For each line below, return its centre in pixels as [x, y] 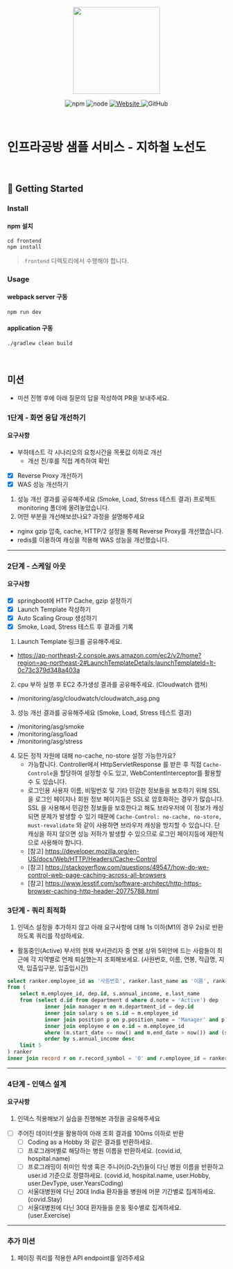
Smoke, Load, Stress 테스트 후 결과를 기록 [75, 627]
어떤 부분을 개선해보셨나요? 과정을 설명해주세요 [81, 516]
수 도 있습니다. [47, 782]
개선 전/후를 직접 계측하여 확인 [68, 461]
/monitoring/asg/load [47, 734]
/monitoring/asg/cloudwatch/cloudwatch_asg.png [88, 699]
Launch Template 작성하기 [54, 609]
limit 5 [31, 1045]
